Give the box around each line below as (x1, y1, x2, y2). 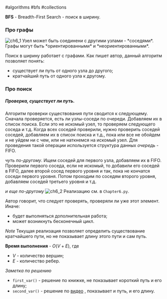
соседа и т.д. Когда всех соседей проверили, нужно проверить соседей (5, 126, 160, 132)
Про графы (5, 26, 33, 33)
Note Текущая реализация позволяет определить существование (5, 228, 146, 234)
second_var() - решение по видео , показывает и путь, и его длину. (12, 288, 155, 294)
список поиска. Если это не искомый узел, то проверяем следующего (5, 121, 156, 127)
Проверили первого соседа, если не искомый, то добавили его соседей (5, 162, 160, 169)
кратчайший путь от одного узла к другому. (12, 73, 106, 79)
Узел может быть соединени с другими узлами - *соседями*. (22, 37, 154, 44)
